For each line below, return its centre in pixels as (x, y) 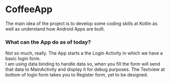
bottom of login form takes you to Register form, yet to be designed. (77, 75)
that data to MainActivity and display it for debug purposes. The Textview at (85, 69)
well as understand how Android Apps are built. (55, 29)
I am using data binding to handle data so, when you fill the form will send (83, 64)
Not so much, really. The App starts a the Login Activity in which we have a (84, 53)
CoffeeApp (29, 9)
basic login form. (23, 59)
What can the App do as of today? (48, 42)
